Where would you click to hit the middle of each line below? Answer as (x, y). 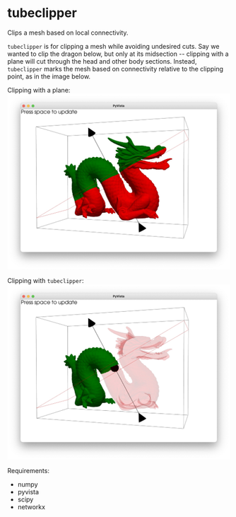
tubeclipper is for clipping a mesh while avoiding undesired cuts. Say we (113, 46)
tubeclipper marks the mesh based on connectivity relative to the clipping (116, 69)
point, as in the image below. (49, 76)
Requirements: (28, 471)
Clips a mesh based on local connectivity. (68, 33)
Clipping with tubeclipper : (46, 280)
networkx (31, 507)
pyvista (28, 492)
